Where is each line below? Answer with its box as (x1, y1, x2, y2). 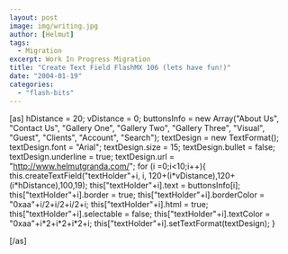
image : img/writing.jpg (9, 22, 99, 31)
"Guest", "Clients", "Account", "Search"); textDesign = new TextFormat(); (9, 132, 279, 143)
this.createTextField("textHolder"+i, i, (9, 170, 147, 180)
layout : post (9, 13, 58, 22)
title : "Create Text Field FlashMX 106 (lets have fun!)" (9, 64, 231, 73)
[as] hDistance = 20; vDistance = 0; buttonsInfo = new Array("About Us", (9, 113, 280, 124)
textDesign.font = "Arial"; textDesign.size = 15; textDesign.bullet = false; (9, 141, 276, 153)
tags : (9, 38, 30, 48)
